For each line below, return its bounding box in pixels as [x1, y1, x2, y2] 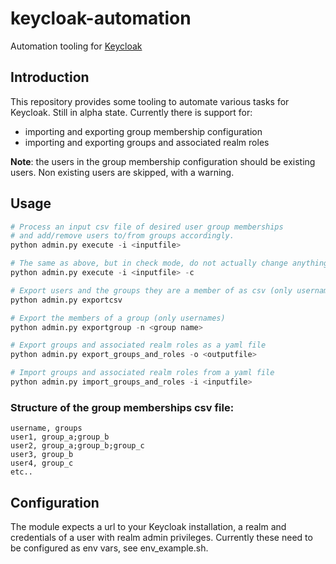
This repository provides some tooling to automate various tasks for [10, 95, 290, 107]
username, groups [10, 423, 83, 434]
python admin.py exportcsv [10, 295, 123, 305]
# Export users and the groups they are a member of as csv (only [10, 285, 293, 296]
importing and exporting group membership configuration [24, 125, 263, 137]
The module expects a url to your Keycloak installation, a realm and [10, 521, 287, 533]
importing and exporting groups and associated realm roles [24, 136, 270, 148]
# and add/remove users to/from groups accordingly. [10, 231, 235, 241]
